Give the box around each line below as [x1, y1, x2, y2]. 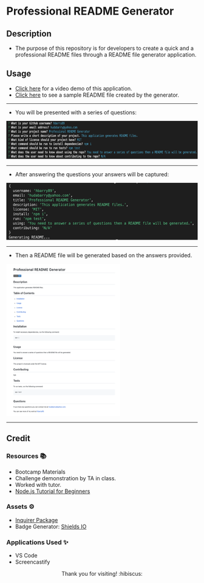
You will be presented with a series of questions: [15, 108, 137, 116]
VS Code [15, 552, 38, 559]
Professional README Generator [6, 4, 174, 18]
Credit [6, 433, 30, 444]
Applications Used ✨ [6, 538, 69, 547]
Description [6, 29, 52, 39]
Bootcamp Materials [15, 468, 66, 475]
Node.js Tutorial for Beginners [15, 488, 90, 495]
